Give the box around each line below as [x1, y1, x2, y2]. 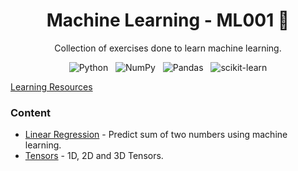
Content [10, 105, 52, 119]
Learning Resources [10, 80, 93, 93]
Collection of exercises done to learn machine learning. [54, 42, 282, 54]
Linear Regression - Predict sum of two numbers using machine [24, 129, 288, 141]
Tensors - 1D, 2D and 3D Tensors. [24, 150, 164, 162]
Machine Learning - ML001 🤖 [46, 9, 290, 32]
